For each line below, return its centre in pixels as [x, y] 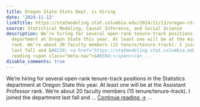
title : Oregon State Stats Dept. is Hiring [61, 12]
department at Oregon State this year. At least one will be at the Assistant [96, 84]
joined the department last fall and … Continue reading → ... [79, 97]
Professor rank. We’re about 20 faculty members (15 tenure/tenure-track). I [98, 91]
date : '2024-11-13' [30, 17]
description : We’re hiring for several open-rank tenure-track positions [100, 34]
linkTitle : [20, 23]
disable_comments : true [36, 61]
